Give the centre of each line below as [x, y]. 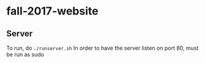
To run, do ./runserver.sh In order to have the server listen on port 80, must [102, 48]
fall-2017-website [53, 11]
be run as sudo [25, 55]
